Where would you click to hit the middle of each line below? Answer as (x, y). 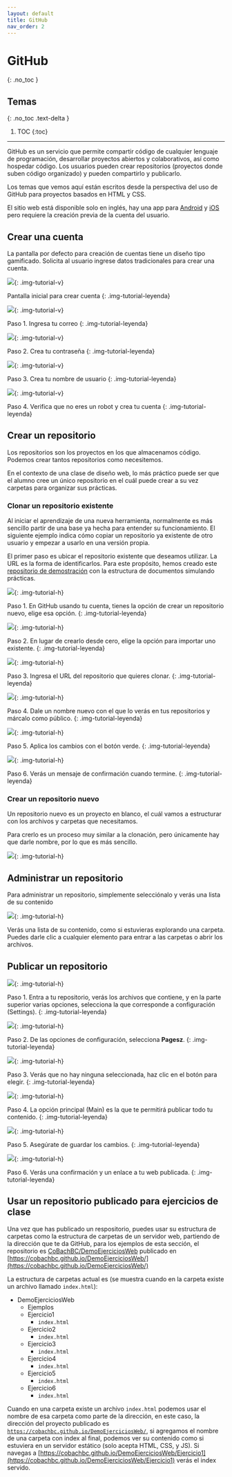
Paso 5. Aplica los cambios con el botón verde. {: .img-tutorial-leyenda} (109, 746)
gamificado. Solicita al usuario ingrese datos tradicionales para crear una (111, 261)
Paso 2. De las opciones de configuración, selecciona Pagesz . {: (99, 1039)
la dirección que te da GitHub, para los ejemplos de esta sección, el (103, 1243)
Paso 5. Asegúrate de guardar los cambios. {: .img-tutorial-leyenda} (104, 1144)
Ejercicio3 (42, 1343)
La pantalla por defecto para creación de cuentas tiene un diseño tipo (106, 253)
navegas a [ (24, 1453)
